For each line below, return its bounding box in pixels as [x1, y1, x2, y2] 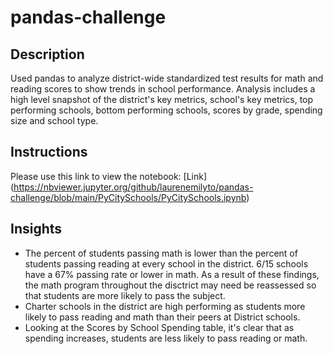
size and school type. [10, 115, 99, 126]
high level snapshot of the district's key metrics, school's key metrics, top [10, 94, 314, 105]
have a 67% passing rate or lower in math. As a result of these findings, [24, 268, 320, 280]
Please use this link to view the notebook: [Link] [10, 170, 208, 182]
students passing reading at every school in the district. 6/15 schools [24, 257, 309, 270]
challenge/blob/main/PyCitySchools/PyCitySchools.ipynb [10, 191, 247, 203]
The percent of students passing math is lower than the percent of [24, 247, 298, 259]
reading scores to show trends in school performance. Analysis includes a [10, 83, 316, 95]
